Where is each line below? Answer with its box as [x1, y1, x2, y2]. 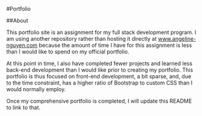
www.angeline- [158, 35, 197, 42]
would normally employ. [6, 86, 66, 93]
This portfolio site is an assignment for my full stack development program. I [6, 29, 197, 36]
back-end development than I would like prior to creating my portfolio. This [6, 66, 194, 73]
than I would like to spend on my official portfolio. [6, 48, 130, 55]
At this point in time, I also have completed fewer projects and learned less [6, 60, 193, 67]
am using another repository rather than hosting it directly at [6, 35, 157, 42]
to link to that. [6, 104, 41, 111]
